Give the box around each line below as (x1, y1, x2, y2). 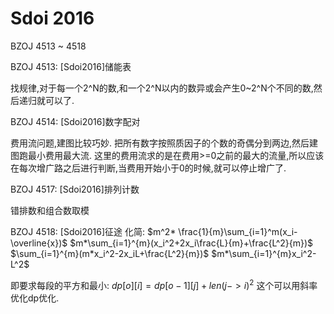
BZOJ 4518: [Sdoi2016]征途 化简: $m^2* (10, 225, 177, 237)
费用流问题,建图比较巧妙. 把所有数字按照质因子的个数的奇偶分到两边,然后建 (10, 137, 319, 149)
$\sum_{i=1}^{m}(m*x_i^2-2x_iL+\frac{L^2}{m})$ (10, 247, 210, 259)
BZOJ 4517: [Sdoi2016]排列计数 (10, 183, 140, 195)
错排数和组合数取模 (10, 204, 90, 216)
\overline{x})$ (10, 237, 68, 249)
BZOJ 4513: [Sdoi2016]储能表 (10, 60, 132, 72)
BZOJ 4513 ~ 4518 (10, 40, 87, 52)
